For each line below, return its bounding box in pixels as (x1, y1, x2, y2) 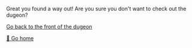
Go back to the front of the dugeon (6, 23, 92, 30)
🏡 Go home (6, 35, 34, 41)
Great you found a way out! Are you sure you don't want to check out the (6, 5, 187, 12)
